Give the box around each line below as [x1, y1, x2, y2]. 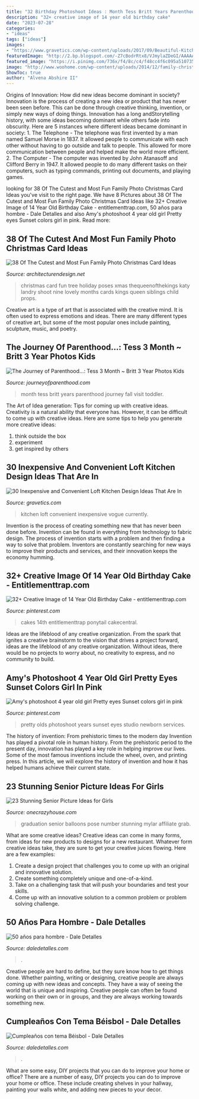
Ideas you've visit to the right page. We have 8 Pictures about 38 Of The [6, 191, 182, 199]
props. [20, 294, 37, 302]
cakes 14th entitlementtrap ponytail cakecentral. [20, 619, 138, 626]
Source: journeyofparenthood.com [6, 379, 91, 386]
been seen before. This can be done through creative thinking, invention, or [6, 104, 191, 111]
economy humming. [6, 554, 55, 561]
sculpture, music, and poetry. [6, 325, 78, 332]
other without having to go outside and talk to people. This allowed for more [6, 142, 191, 149]
